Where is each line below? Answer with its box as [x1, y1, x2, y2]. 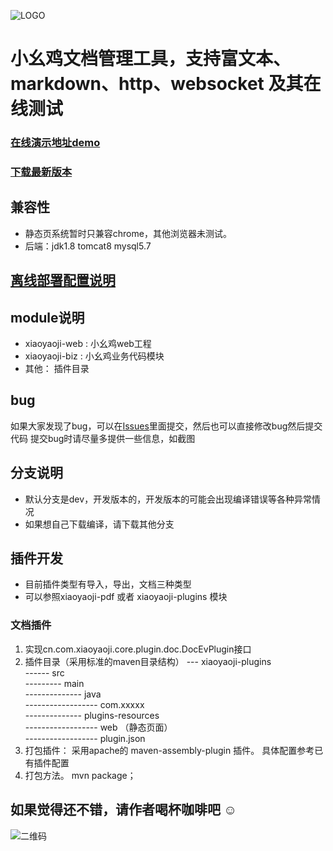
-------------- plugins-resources [24, 709, 160, 721]
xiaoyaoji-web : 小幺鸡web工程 [24, 338, 152, 350]
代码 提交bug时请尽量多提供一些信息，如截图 [10, 432, 196, 444]
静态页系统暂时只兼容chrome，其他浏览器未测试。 [24, 227, 232, 239]
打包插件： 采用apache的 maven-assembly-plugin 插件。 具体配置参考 [24, 744, 315, 756]
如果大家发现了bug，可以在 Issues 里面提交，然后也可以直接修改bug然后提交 [10, 420, 323, 432]
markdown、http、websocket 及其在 [10, 73, 322, 95]
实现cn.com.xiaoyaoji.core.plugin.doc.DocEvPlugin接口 [24, 643, 252, 655]
